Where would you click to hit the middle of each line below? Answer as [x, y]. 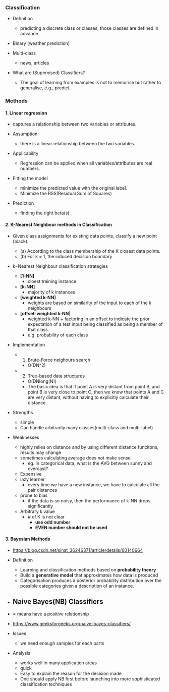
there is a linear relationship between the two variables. [77, 144]
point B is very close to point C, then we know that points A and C [96, 392]
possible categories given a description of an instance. [77, 586]
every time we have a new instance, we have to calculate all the [94, 484]
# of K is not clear [46, 516]
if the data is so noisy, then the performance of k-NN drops [89, 500]
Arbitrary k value [37, 511]
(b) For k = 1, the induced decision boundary [66, 256]
